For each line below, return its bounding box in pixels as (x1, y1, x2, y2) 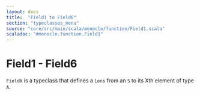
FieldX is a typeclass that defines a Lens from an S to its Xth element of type (6, 77, 194, 84)
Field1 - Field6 (6, 57, 77, 71)
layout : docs (6, 8, 39, 15)
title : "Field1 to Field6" (6, 14, 77, 20)
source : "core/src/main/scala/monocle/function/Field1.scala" (6, 25, 165, 32)
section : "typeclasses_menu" (6, 20, 79, 26)
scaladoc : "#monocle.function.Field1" (6, 31, 103, 37)
